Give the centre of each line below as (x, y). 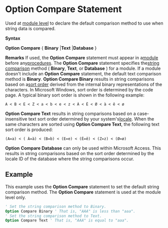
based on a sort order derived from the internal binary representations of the (84, 84)
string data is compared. (31, 28)
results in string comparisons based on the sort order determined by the (80, 153)
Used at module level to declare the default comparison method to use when (84, 23)
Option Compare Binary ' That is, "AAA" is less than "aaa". (70, 211)
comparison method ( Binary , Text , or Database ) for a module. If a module (83, 68)
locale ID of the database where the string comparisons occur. (70, 159)
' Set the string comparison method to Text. (53, 216)
